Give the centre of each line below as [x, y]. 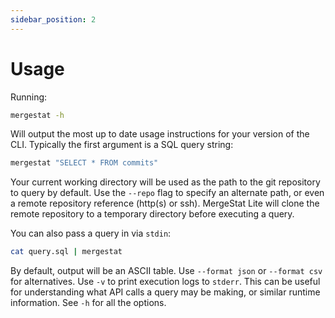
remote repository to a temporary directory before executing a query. [152, 214]
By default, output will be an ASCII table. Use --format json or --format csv [166, 271]
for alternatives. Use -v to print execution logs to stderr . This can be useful [165, 282]
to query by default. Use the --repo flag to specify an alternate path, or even [167, 193]
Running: [29, 97]
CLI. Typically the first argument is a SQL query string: [122, 145]
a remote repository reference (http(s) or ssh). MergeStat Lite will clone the [165, 203]
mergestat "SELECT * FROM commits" [84, 163]
